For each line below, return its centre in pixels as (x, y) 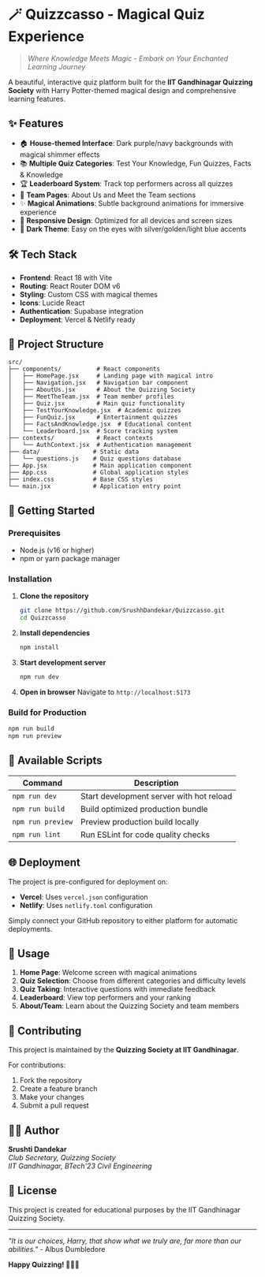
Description (156, 783)
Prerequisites (34, 533)
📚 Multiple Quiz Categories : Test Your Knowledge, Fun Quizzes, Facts (135, 163)
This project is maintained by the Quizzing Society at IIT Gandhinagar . (123, 1050)
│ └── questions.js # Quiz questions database (95, 459)
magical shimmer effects (60, 155)
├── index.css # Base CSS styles (81, 480)
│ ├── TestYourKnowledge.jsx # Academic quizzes (95, 411)
